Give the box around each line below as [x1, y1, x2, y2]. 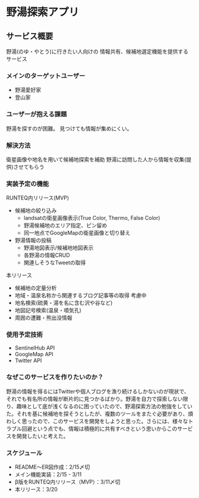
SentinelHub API [14, 344, 55, 351]
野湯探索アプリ [6, 5, 80, 19]
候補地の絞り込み [14, 207, 57, 214]
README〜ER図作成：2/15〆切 [14, 463, 90, 471]
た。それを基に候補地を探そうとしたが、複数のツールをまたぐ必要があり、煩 [6, 410, 194, 417]
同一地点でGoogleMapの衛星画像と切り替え [23, 229, 131, 236]
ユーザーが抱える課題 [6, 110, 67, 119]
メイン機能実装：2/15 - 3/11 [14, 471, 82, 478]
